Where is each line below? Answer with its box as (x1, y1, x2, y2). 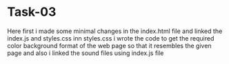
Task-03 (7, 4, 57, 20)
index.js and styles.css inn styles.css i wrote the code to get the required (7, 34, 215, 42)
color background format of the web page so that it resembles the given (7, 41, 212, 50)
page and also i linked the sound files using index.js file (7, 49, 164, 57)
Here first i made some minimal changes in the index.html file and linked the (7, 27, 223, 35)
